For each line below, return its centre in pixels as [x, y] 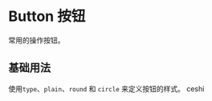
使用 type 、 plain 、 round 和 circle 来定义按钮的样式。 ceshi [106, 88]
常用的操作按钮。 [37, 40]
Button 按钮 [47, 16]
